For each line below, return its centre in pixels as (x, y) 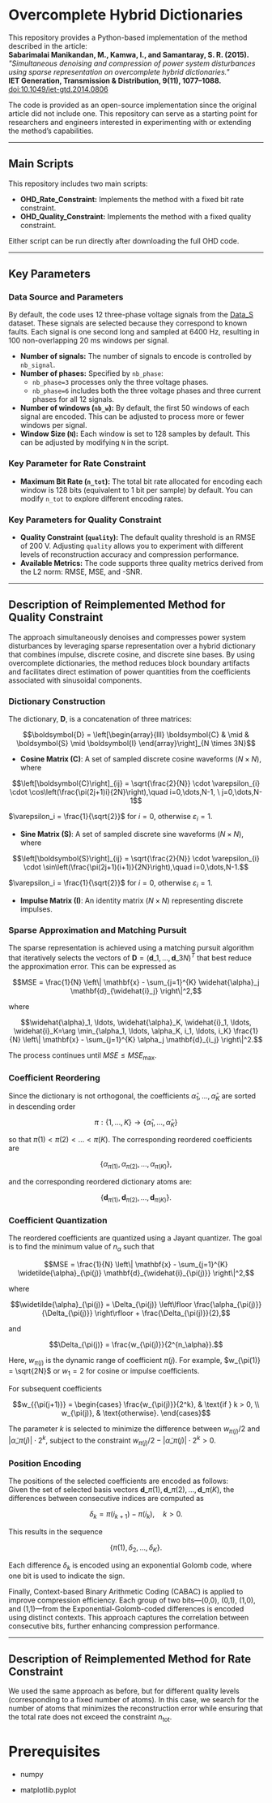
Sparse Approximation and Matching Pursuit (98, 930)
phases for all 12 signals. (73, 399)
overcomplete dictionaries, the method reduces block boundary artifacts (129, 662)
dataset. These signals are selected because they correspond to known (128, 323)
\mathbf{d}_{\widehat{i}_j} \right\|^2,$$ (136, 990)
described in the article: (48, 45)
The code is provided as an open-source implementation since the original (133, 105)
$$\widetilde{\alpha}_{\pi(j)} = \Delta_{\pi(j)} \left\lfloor (101, 1305)
